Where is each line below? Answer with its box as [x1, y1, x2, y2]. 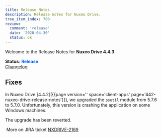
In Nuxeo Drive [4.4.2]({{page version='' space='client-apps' [5, 91, 130, 97]
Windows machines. [5, 107, 47, 113]
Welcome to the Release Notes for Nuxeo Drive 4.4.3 [5, 48, 115, 55]
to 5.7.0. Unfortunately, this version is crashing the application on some [5, 102, 151, 108]
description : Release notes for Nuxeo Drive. [5, 12, 101, 17]
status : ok [9, 35, 32, 40]
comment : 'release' [9, 26, 50, 31]
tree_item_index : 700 [5, 16, 50, 21]
